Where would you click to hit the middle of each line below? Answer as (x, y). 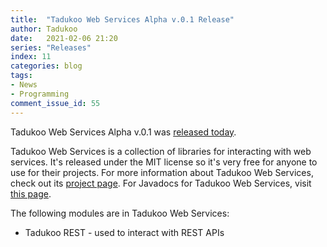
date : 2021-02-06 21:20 (64, 38)
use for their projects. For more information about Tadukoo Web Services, (162, 172)
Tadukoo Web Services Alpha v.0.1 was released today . (123, 132)
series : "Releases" (51, 47)
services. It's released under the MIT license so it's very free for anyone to (164, 162)
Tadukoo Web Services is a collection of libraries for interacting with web (161, 151)
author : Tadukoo (44, 29)
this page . (31, 193)
